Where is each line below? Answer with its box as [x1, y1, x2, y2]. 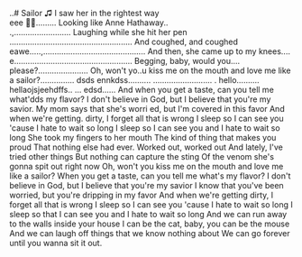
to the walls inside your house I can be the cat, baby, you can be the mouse [9, 218, 290, 229]
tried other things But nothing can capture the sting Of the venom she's [9, 151, 275, 161]
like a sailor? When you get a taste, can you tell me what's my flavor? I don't [9, 170, 291, 181]
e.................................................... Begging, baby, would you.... [9, 56, 241, 66]
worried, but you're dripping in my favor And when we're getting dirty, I [9, 189, 273, 200]
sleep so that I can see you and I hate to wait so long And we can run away [9, 209, 288, 219]
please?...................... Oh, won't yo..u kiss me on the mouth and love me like [9, 65, 291, 76]
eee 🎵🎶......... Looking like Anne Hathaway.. [9, 17, 169, 28]
